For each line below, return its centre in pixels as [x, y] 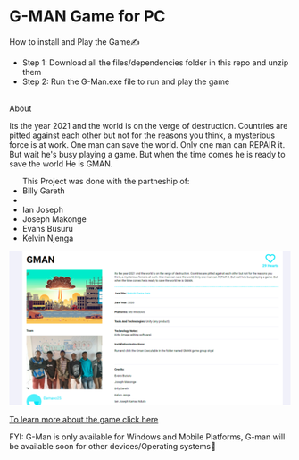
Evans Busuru [48, 228]
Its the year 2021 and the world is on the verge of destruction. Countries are [149, 125]
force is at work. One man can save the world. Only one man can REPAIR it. [147, 144]
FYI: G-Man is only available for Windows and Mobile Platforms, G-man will [147, 437]
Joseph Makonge [54, 219]
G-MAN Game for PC [87, 17]
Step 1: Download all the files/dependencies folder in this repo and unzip [155, 62]
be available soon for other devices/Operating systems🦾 [112, 446]
